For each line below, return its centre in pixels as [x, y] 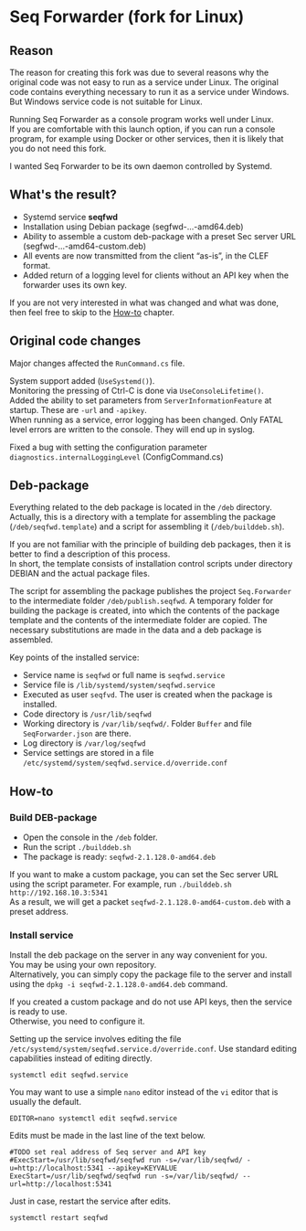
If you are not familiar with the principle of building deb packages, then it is [150, 545]
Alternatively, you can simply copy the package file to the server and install [151, 974]
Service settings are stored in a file [88, 753]
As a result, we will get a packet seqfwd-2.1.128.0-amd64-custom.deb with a [150, 902]
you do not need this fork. [58, 149]
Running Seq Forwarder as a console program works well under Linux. [142, 119]
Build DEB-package [53, 817]
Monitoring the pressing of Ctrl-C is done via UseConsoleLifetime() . [137, 390]
